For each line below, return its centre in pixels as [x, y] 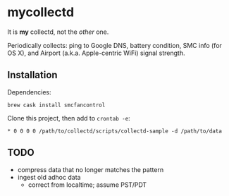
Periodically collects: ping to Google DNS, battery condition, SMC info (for [114, 45]
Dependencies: [29, 92]
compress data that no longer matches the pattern [91, 169]
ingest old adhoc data [49, 177]
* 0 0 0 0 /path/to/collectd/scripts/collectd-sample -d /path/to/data [114, 131]
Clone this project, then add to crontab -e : [69, 118]
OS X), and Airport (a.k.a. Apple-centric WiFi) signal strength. [96, 53]
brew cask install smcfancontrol [56, 105]
